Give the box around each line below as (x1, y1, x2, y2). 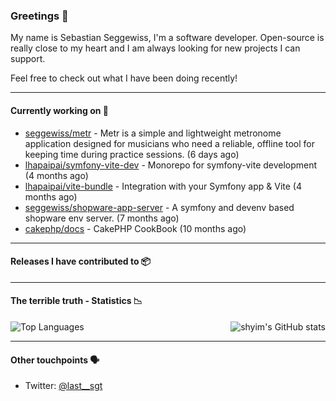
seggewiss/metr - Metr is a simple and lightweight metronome (24, 127, 282, 139)
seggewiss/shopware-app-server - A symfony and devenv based (24, 201, 295, 213)
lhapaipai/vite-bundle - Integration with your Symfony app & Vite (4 (24, 180, 303, 192)
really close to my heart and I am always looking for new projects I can (10, 42, 301, 54)
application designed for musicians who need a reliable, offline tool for (24, 137, 316, 149)
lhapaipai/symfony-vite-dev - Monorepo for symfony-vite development (24, 159, 318, 171)
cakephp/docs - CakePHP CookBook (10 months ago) (24, 222, 247, 234)
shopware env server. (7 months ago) (24, 212, 180, 224)
